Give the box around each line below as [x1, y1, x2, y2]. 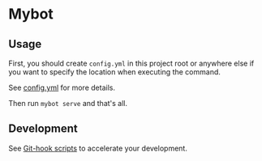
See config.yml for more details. [8, 83, 116, 92]
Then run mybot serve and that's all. [8, 99, 128, 108]
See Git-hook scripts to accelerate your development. [8, 143, 188, 153]
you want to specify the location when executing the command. [8, 67, 221, 77]
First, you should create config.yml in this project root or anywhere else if [8, 58, 255, 68]
